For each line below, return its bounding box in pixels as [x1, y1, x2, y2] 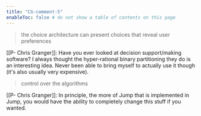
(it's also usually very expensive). [6, 68, 89, 75]
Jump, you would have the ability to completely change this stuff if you [6, 97, 181, 105]
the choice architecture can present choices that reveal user [20, 31, 170, 38]
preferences [20, 37, 52, 44]
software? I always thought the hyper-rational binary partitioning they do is [6, 55, 191, 63]
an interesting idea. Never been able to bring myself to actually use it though [6, 61, 196, 69]
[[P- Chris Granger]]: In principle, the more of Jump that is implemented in [6, 91, 190, 99]
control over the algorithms [20, 79, 88, 87]
